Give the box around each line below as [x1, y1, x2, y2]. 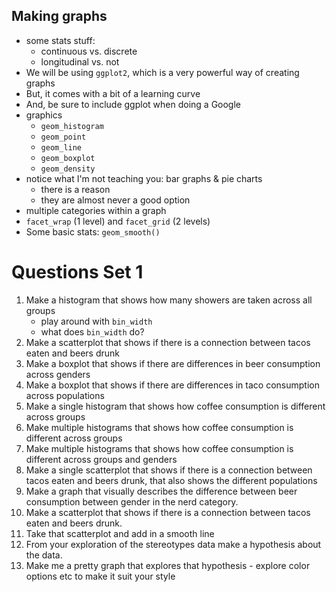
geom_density [40, 164, 96, 174]
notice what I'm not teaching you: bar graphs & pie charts [25, 172, 263, 184]
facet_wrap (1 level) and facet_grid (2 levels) [25, 215, 211, 227]
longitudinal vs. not [40, 55, 120, 68]
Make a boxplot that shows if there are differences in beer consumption [25, 357, 321, 369]
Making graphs [11, 8, 108, 25]
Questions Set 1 [11, 261, 144, 283]
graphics [25, 109, 63, 121]
